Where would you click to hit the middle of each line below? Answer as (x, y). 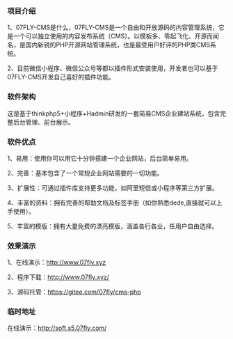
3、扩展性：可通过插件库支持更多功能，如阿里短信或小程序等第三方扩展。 (113, 188)
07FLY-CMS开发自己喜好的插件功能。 (61, 77)
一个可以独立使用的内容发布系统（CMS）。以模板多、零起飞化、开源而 (113, 36)
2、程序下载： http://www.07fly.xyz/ (58, 277)
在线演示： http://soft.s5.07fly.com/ (57, 328)
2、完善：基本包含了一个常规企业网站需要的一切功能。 (85, 173)
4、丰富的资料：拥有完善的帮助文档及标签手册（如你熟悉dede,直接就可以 (112, 203)
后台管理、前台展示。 (43, 122)
